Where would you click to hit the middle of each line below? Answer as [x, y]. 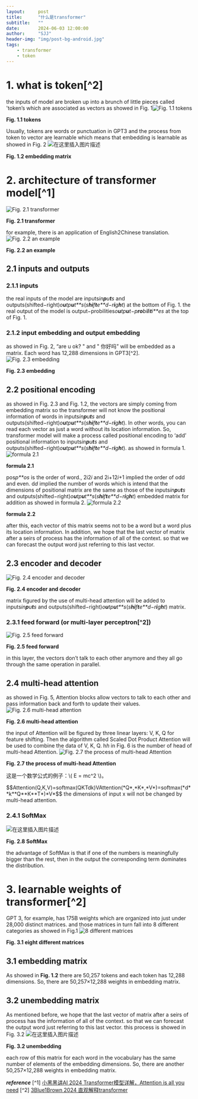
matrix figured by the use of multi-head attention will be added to [86, 601]
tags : [13, 45]
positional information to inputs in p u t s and [57, 442]
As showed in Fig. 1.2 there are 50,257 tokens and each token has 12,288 [96, 976]
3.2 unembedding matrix [53, 1000]
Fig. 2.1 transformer [31, 221]
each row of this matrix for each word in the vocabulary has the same [91, 1058]
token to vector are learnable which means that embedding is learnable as [97, 137]
